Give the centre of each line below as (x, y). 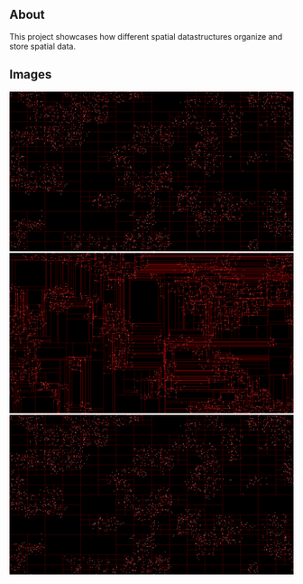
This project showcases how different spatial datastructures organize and (146, 36)
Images (31, 74)
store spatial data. (43, 46)
